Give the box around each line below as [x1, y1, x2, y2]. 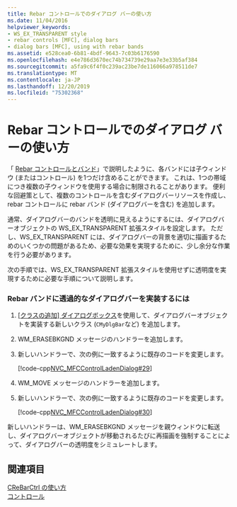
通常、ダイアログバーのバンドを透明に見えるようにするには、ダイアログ [7, 215, 219, 224]
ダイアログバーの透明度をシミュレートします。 [25, 440, 161, 449]
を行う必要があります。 [7, 251, 76, 259]
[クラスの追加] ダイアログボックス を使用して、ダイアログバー [17, 311, 197, 319]
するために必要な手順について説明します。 [13, 274, 137, 283]
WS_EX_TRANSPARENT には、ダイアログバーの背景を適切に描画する [19, 233, 221, 241]
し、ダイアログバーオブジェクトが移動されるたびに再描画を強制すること [7, 431, 218, 440]
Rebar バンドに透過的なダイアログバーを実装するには [7, 293, 190, 303]
